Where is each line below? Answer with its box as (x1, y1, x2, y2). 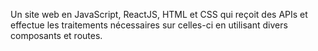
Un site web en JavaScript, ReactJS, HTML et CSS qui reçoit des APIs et (10, 9, 308, 20)
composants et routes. (10, 30, 103, 41)
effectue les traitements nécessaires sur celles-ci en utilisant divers (10, 19, 288, 31)
